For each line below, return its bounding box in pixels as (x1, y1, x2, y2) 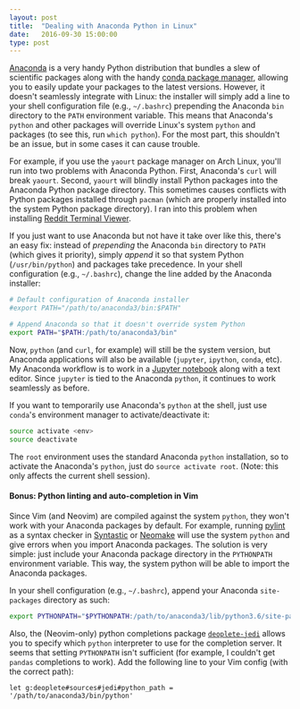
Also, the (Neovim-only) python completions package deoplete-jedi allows (9, 628, 286, 638)
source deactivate (9, 435, 78, 444)
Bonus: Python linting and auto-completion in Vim (9, 491, 199, 501)
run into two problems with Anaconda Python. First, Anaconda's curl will (9, 166, 277, 176)
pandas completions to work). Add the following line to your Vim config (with (9, 656, 288, 667)
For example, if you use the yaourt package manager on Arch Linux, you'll (9, 156, 281, 167)
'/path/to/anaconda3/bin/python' (9, 691, 134, 700)
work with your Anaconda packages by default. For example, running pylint (9, 520, 286, 531)
